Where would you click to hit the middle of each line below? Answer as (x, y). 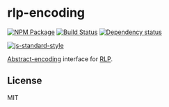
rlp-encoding (46, 13)
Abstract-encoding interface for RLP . (60, 59)
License (25, 81)
